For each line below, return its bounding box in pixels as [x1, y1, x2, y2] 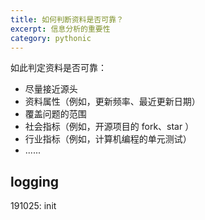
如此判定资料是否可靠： [10, 62, 107, 74]
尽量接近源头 [24, 83, 78, 95]
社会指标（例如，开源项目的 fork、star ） [24, 121, 195, 133]
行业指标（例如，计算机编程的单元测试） [24, 133, 192, 145]
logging [10, 173, 60, 190]
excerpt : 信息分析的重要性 [10, 24, 111, 34]
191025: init [10, 200, 57, 212]
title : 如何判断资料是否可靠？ [10, 14, 124, 25]
